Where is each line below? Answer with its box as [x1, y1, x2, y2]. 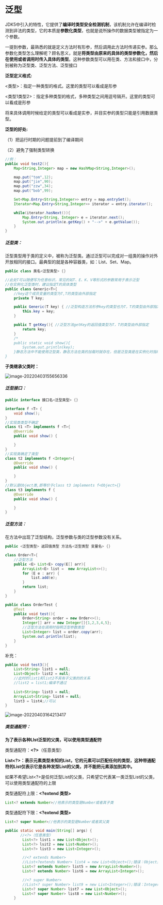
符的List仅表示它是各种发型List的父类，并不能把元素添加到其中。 [5, 764, 135, 769]
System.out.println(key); [22, 345, 75, 350]
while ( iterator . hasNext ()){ [14, 210, 70, 215]
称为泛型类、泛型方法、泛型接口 [13, 62, 78, 68]
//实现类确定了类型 [5, 452, 39, 456]
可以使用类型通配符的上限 [5, 780, 56, 786]
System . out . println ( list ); [22, 634, 77, 639]
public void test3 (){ [5, 662, 49, 667]
